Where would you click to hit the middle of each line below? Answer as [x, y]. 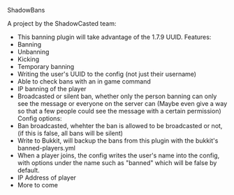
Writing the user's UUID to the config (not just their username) [107, 74]
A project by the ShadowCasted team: [62, 23]
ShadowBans [26, 10]
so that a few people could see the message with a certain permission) [119, 111]
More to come [37, 185]
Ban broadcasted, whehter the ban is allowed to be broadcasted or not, [120, 126]
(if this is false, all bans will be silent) [70, 133]
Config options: [39, 118]
